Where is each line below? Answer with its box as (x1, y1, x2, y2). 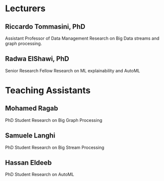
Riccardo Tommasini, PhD (5, 23, 85, 31)
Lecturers (5, 3, 46, 14)
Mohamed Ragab (5, 104, 58, 113)
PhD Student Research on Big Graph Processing (5, 117, 102, 123)
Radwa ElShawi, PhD (5, 55, 70, 63)
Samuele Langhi (5, 132, 55, 140)
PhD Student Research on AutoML (5, 172, 75, 178)
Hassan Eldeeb (5, 158, 52, 167)
